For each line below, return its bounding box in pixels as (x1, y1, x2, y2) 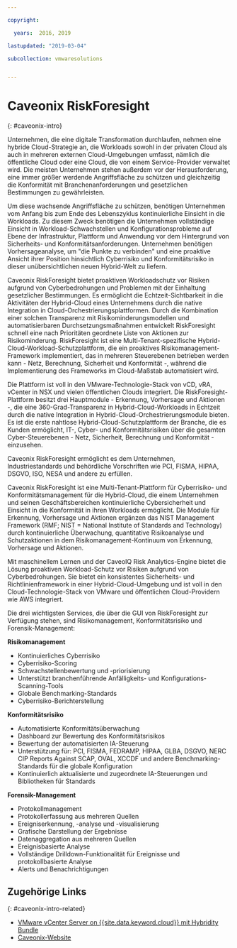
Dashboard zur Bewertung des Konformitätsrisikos (17, 732, 165, 741)
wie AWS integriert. (7, 595, 64, 604)
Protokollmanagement (17, 805, 82, 813)
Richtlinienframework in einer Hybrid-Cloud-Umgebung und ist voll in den (7, 580, 222, 589)
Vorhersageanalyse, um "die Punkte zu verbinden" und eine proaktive (7, 247, 211, 256)
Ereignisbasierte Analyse (17, 842, 91, 851)
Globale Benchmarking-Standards (17, 690, 117, 698)
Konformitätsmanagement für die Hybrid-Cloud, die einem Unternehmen (7, 491, 219, 499)
